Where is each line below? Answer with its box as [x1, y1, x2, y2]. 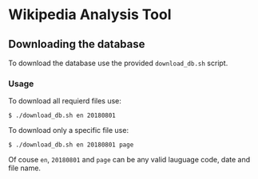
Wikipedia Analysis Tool [8, 6, 172, 24]
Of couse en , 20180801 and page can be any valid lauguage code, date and [8, 155, 251, 165]
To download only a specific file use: [8, 126, 129, 135]
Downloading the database [8, 37, 145, 51]
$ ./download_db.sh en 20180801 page [8, 141, 134, 149]
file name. [8, 163, 42, 173]
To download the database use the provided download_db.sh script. [8, 58, 228, 68]
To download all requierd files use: [8, 96, 122, 106]
